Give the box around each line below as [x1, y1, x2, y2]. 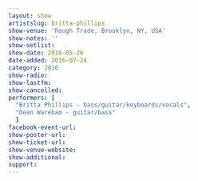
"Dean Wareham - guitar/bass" [15, 109, 116, 117]
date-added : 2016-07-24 [8, 57, 88, 65]
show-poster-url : [8, 131, 66, 139]
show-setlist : [8, 42, 56, 50]
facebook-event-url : [8, 123, 77, 131]
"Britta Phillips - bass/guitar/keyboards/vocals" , [15, 101, 192, 109]
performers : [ [8, 94, 56, 102]
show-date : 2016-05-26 [8, 49, 84, 57]
